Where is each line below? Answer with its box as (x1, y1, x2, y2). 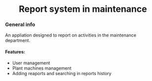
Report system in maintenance (19, 3, 147, 15)
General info (5, 21, 36, 28)
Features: (5, 49, 26, 55)
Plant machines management (12, 65, 72, 71)
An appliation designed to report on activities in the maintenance (5, 32, 137, 38)
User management (12, 60, 50, 66)
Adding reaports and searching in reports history (12, 70, 112, 76)
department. (5, 38, 31, 43)
